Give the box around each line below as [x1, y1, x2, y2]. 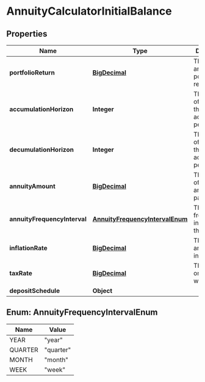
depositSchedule [9, 287, 60, 295]
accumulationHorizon [9, 105, 74, 114]
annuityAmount [9, 182, 56, 190]
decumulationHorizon [9, 145, 74, 154]
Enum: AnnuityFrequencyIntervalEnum [6, 307, 158, 318]
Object [92, 287, 113, 295]
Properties [6, 29, 48, 39]
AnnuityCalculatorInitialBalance [6, 4, 172, 18]
